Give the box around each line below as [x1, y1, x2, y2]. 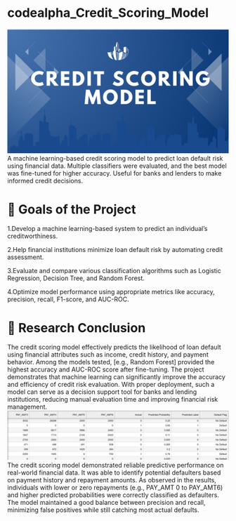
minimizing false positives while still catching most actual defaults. [7, 506, 199, 514]
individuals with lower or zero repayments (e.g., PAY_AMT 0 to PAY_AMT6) [7, 483, 223, 492]
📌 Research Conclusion [7, 319, 146, 336]
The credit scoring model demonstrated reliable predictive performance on [7, 461, 224, 469]
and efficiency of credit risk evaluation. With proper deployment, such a [7, 381, 215, 389]
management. [7, 402, 48, 411]
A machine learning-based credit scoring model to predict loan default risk [7, 154, 223, 163]
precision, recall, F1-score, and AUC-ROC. [7, 295, 129, 303]
